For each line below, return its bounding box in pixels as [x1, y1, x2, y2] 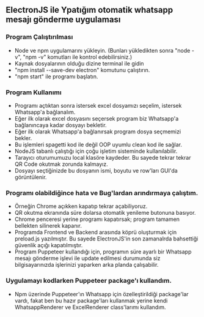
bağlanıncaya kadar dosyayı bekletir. [14, 121, 107, 129]
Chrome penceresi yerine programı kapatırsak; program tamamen [14, 215, 180, 223]
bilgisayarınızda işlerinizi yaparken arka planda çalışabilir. [14, 261, 159, 269]
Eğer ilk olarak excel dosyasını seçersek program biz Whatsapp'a [14, 114, 179, 122]
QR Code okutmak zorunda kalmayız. [14, 160, 108, 168]
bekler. [14, 134, 32, 141]
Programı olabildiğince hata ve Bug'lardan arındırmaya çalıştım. [5, 188, 199, 197]
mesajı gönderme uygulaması [5, 15, 121, 25]
